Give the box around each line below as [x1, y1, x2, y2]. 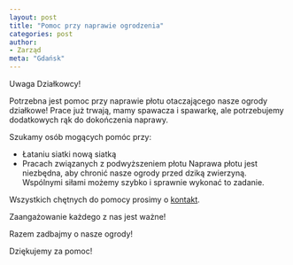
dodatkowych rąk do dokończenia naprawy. [9, 114, 168, 125]
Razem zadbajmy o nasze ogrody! [9, 229, 134, 239]
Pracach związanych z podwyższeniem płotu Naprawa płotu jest [21, 159, 258, 168]
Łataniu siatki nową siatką [21, 149, 117, 160]
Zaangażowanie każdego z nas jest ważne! [9, 212, 166, 222]
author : [9, 37, 38, 47]
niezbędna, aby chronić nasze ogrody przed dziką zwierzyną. [21, 168, 247, 178]
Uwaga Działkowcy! [9, 79, 81, 89]
